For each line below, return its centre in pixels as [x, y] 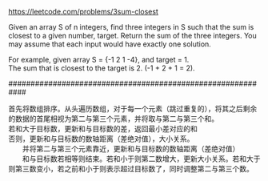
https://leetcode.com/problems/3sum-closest [83, 12]
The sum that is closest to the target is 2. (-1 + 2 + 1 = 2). [102, 68]
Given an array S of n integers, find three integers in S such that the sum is [131, 27]
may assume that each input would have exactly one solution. [110, 44]
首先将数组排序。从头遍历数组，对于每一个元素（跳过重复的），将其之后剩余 [133, 109]
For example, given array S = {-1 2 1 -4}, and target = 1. [99, 60]
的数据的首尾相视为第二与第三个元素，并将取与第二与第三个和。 [113, 119]
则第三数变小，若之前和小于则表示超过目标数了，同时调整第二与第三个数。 [131, 169]
